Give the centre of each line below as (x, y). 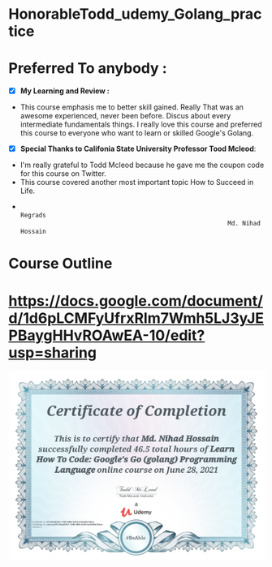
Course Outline (60, 264)
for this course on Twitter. (63, 174)
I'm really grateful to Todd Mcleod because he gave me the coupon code (142, 165)
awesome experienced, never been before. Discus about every (125, 116)
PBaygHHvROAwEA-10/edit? (107, 335)
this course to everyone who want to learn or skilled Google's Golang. (137, 133)
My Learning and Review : (65, 91)
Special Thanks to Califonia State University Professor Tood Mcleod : (138, 149)
